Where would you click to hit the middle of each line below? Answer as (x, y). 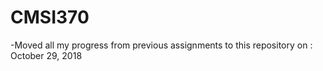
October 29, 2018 (46, 55)
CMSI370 (50, 17)
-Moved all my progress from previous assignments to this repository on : (161, 45)
